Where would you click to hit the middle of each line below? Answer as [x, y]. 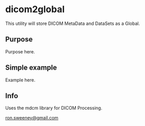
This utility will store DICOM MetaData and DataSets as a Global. [73, 23]
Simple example [31, 68]
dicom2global [35, 9]
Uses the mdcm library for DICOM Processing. [54, 108]
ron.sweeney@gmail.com [32, 118]
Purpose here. [20, 51]
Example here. [20, 80]
